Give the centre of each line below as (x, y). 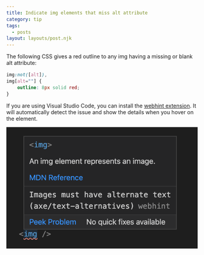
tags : (13, 25)
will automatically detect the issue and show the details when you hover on (100, 112)
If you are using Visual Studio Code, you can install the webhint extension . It (101, 106)
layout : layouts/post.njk (39, 39)
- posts (22, 32)
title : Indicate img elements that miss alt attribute (77, 13)
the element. (22, 118)
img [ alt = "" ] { (24, 81)
